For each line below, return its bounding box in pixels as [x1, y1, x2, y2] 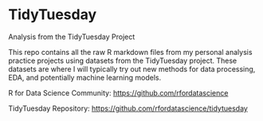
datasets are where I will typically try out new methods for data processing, [8, 64, 256, 73]
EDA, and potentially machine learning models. [8, 72, 162, 82]
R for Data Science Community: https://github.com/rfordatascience [8, 88, 229, 97]
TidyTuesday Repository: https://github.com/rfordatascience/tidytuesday [8, 103, 249, 113]
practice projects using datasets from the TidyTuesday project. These [8, 56, 237, 65]
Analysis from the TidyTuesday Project [8, 32, 135, 41]
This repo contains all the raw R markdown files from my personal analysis [8, 47, 253, 57]
